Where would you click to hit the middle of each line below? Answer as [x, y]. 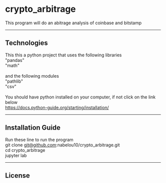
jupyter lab [16, 155]
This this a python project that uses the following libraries [63, 55]
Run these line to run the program [39, 139]
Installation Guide [33, 128]
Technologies [27, 43]
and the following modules [32, 76]
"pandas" [15, 60]
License [18, 175]
